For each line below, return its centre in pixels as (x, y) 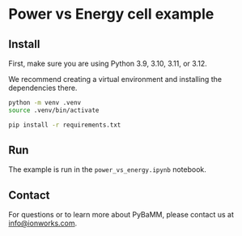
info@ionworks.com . (43, 223)
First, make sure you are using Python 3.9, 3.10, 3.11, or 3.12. (108, 63)
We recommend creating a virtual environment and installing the (115, 79)
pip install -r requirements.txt (65, 125)
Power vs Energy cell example (111, 14)
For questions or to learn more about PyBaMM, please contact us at (121, 215)
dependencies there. (43, 88)
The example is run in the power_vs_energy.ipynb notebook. (107, 169)
